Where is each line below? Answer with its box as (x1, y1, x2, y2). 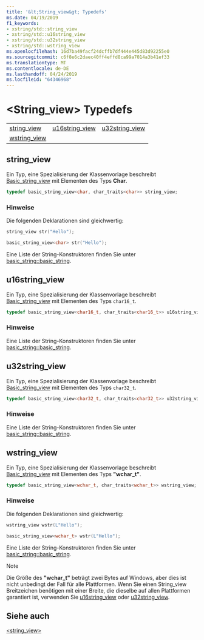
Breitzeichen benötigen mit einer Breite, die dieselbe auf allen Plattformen (6, 587, 191, 594)
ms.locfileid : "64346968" (6, 77, 72, 83)
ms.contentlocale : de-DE (6, 65, 69, 72)
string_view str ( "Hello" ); (6, 229, 75, 235)
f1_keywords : (6, 20, 39, 26)
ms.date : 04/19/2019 (6, 15, 59, 21)
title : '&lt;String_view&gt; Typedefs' (6, 9, 107, 15)
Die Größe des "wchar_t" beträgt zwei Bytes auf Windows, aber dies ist (6, 574, 186, 581)
